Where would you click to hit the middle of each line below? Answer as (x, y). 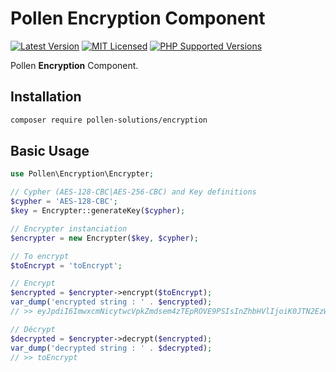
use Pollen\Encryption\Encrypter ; (82, 174)
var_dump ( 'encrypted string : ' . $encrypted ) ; (111, 302)
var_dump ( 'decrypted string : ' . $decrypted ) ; (111, 348)
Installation (46, 97)
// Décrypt (33, 329)
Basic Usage (50, 151)
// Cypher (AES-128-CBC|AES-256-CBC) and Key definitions (133, 192)
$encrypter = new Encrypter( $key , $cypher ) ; (104, 238)
